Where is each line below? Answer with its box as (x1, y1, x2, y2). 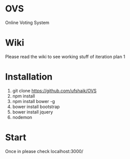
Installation (5, 71, 53, 82)
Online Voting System (5, 19, 50, 25)
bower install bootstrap (12, 103, 60, 109)
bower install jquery (12, 108, 53, 115)
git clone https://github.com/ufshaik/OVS (12, 87, 97, 93)
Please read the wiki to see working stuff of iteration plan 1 (5, 53, 126, 59)
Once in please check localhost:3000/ (5, 148, 84, 154)
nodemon (12, 114, 32, 120)
